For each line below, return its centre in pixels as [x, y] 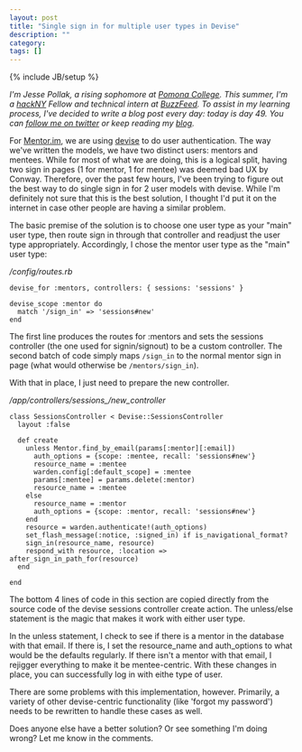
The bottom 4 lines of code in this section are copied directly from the [139, 599]
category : [28, 43]
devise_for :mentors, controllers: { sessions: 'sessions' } [127, 288]
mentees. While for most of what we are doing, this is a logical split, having [148, 160]
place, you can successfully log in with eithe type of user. [116, 674]
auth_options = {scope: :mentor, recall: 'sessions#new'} [144, 512]
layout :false [44, 425]
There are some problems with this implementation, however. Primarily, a [145, 692]
